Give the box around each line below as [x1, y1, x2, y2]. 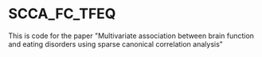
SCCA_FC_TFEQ [8, 5, 116, 23]
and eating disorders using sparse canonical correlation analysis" [8, 39, 223, 48]
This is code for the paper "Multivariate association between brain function [8, 31, 255, 40]
